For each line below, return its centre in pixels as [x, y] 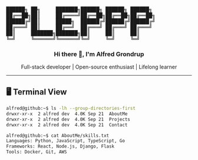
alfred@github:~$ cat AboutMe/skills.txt [58, 135]
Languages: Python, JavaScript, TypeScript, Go [66, 141]
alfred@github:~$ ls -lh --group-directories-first [71, 109]
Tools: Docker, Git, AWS [37, 152]
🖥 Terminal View [37, 92]
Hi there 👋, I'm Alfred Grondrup [99, 54]
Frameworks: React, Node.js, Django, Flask [60, 146]
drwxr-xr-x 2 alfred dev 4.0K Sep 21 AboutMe [67, 114]
